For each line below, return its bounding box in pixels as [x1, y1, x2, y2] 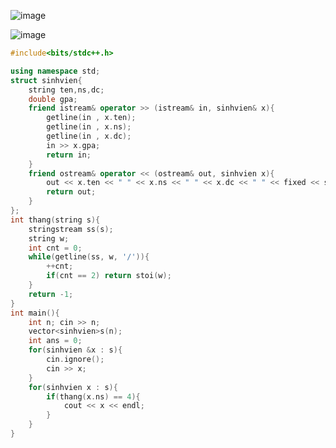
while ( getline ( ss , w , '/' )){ [28, 252, 150, 262]
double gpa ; [28, 94, 78, 104]
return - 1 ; [28, 289, 74, 299]
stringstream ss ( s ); [28, 224, 114, 234]
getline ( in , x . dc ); [46, 131, 132, 141]
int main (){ [10, 308, 60, 318]
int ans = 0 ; [28, 336, 83, 346]
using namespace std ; [10, 66, 101, 76]
